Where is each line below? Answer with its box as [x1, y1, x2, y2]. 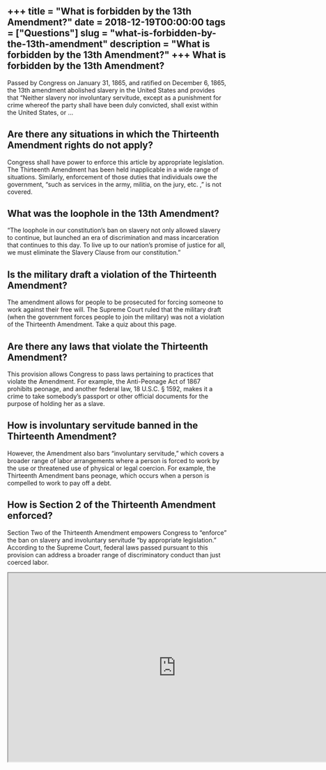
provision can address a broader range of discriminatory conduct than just [7, 550, 221, 559]
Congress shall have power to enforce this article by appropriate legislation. [7, 158, 224, 166]
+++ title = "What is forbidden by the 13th [7, 6, 192, 17]
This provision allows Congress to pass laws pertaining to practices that [7, 370, 214, 379]
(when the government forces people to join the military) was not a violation [7, 313, 225, 322]
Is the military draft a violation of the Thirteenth [7, 269, 217, 280]
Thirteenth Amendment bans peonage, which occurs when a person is [7, 471, 210, 480]
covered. [7, 188, 33, 196]
